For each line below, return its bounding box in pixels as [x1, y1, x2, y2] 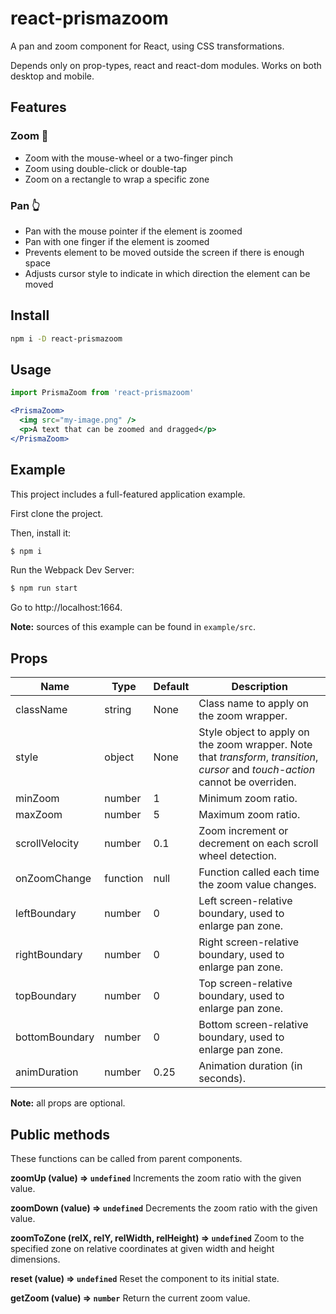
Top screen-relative [198, 977, 293, 991]
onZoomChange [15, 872, 92, 886]
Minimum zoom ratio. [198, 792, 298, 806]
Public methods [10, 1126, 110, 1143]
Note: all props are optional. [10, 1097, 126, 1109]
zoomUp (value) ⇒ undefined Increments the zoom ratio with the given [10, 1172, 302, 1184]
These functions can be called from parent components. [10, 1152, 243, 1164]
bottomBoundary [15, 1030, 95, 1044]
